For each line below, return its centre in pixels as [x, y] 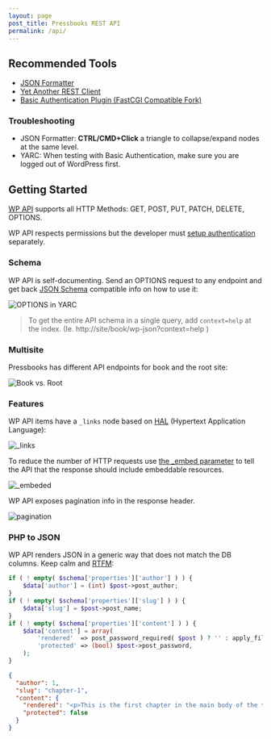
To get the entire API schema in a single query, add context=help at [140, 320]
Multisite [26, 349]
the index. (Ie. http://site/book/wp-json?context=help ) [119, 328]
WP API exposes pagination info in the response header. [102, 501]
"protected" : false [56, 713]
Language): [27, 430]
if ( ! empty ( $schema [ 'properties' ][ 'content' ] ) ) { [102, 623]
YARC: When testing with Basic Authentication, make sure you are [129, 156]
